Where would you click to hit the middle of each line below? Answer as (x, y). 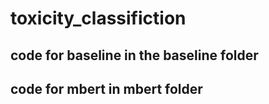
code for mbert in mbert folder (106, 88)
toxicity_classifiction (98, 18)
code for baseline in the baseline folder (134, 55)
